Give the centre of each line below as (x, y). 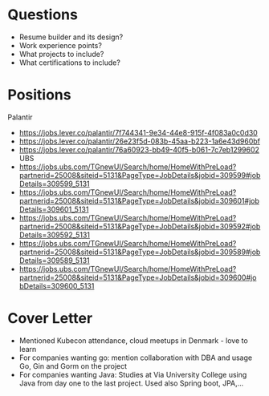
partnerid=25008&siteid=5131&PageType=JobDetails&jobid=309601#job (139, 200)
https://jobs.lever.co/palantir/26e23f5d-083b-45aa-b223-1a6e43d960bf (139, 141)
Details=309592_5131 (54, 235)
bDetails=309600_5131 (57, 285)
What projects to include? (61, 54)
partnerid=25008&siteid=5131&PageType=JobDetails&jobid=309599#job (140, 175)
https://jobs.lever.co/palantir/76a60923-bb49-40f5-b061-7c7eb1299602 (139, 149)
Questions (43, 15)
